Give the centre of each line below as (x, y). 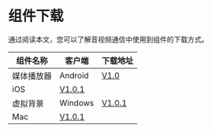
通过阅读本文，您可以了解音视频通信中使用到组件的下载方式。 (108, 39)
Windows (77, 103)
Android (74, 75)
